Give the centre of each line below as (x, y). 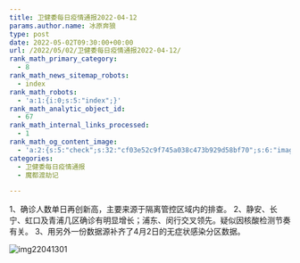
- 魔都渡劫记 (38, 175)
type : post (29, 34)
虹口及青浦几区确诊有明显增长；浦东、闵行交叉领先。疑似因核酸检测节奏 (158, 220)
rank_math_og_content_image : (63, 142)
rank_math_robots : (43, 92)
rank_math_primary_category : (63, 59)
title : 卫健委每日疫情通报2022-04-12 (73, 17)
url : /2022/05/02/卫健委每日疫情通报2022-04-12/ (95, 51)
